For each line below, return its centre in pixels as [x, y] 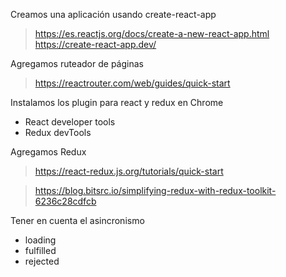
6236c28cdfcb [65, 201]
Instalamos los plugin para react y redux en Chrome [117, 102]
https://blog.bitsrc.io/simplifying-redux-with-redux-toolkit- [155, 190]
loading [40, 240]
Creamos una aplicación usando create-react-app [113, 14]
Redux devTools [58, 132]
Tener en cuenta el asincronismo [77, 220]
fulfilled [40, 250]
